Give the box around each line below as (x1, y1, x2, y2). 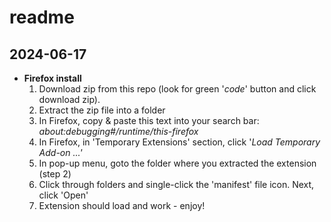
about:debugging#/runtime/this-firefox (38, 126, 199, 137)
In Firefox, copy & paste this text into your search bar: (38, 115, 260, 126)
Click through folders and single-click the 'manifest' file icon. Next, (38, 179, 315, 190)
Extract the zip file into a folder (38, 104, 166, 116)
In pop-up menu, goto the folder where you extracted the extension (38, 157, 317, 169)
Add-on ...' (38, 147, 83, 158)
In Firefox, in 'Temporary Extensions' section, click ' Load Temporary (38, 136, 321, 148)
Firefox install (23, 72, 82, 84)
